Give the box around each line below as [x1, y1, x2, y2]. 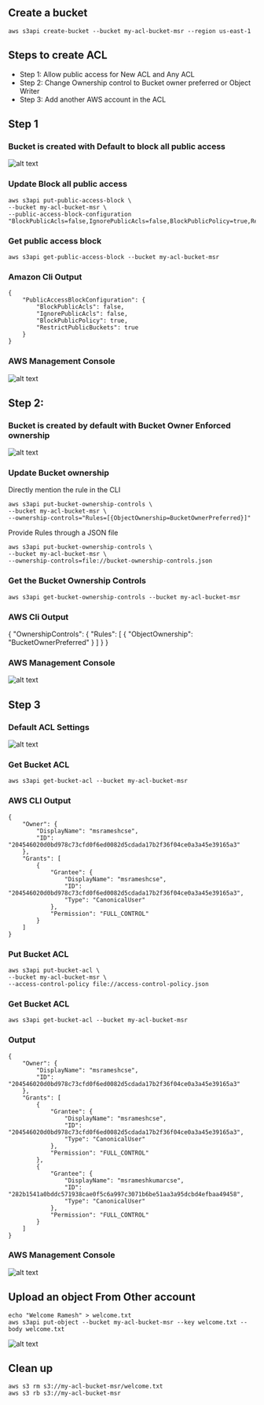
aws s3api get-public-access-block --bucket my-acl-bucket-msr [8, 253, 220, 261]
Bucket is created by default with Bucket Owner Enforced [8, 420, 232, 431]
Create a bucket [8, 6, 88, 20]
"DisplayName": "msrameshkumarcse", [64, 1177, 185, 1184]
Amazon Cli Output [8, 271, 82, 282]
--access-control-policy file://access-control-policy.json [8, 980, 210, 988]
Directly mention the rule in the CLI [8, 485, 121, 495]
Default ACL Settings [8, 721, 90, 732]
